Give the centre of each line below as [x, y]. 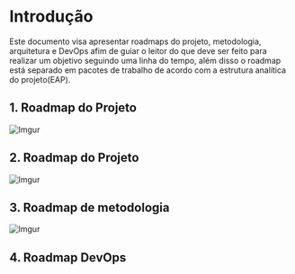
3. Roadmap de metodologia [89, 207]
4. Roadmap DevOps [68, 257]
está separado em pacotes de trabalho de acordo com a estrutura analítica [147, 70]
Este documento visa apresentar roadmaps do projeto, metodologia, [135, 41]
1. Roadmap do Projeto [73, 108]
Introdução [51, 17]
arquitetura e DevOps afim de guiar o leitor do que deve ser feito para [138, 50]
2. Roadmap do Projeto [74, 158]
